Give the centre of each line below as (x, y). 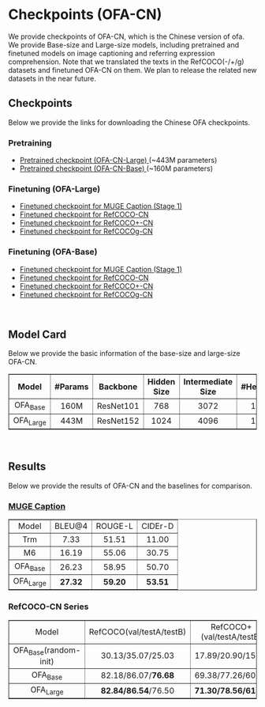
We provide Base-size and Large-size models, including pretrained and (124, 44)
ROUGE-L (115, 526)
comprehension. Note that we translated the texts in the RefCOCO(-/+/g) (126, 62)
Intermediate (208, 382)
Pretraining (30, 142)
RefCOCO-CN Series (49, 607)
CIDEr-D (158, 526)
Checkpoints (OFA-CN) (85, 15)
